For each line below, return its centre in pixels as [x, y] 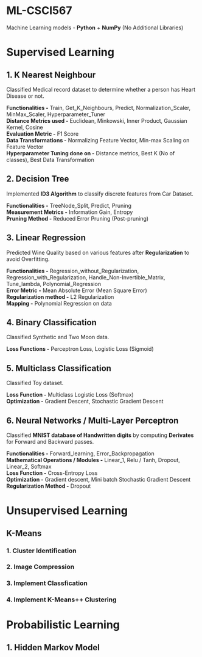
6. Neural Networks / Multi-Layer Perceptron [92, 420]
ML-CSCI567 [39, 11]
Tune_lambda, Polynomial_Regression [54, 284]
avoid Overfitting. [28, 259]
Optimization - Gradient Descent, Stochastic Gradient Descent [85, 402]
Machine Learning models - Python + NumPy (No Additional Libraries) [95, 28]
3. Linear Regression [46, 238]
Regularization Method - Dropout [49, 486]
